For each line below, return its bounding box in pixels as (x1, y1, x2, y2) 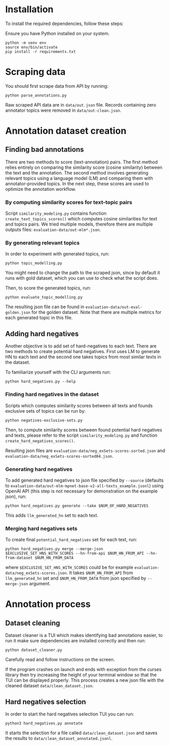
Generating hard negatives (5, 465, 73, 473)
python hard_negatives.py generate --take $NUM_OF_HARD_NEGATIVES (5, 503, 149, 508)
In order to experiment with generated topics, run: (5, 251, 110, 257)
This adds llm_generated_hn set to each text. (5, 512, 98, 518)
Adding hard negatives (5, 329, 79, 338)
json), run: (5, 493, 27, 500)
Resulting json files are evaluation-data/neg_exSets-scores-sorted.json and (5, 447, 165, 454)
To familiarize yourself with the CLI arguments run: (5, 369, 111, 376)
